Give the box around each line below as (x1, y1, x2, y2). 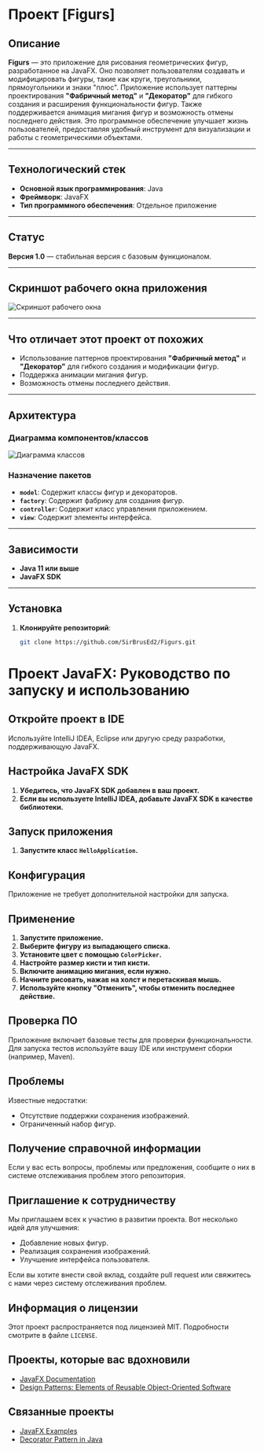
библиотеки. (19, 802, 64, 811)
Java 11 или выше (19, 564, 79, 573)
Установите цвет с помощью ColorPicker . (19, 950, 163, 959)
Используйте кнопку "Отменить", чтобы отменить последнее (19, 983, 236, 992)
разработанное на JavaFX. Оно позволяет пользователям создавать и (8, 66, 245, 75)
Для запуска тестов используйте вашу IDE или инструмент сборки (8, 1043, 233, 1052)
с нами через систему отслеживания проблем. (8, 1279, 167, 1288)
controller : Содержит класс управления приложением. (19, 505, 208, 514)
